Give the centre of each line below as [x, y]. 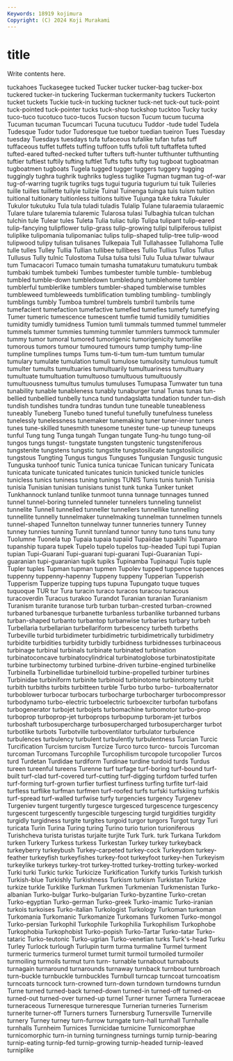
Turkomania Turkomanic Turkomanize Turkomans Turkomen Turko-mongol [114, 917]
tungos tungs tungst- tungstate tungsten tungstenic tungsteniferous [105, 443]
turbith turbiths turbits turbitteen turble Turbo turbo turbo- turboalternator [113, 687]
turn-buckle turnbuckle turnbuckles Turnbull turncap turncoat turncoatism [114, 976]
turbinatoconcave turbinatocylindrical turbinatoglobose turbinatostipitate [111, 658]
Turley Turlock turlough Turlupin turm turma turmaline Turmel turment [107, 947]
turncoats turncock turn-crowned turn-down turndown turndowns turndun [114, 984]
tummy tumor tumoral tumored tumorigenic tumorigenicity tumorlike [105, 339]
